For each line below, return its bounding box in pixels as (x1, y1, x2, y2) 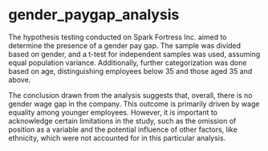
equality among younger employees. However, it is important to (8, 107, 218, 117)
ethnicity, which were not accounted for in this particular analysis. (8, 133, 226, 142)
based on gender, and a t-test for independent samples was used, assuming (8, 49, 261, 59)
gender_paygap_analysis (8, 6, 180, 24)
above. (8, 75, 31, 84)
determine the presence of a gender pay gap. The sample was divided (8, 40, 242, 50)
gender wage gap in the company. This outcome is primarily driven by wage (8, 99, 260, 108)
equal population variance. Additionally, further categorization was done (8, 58, 247, 67)
